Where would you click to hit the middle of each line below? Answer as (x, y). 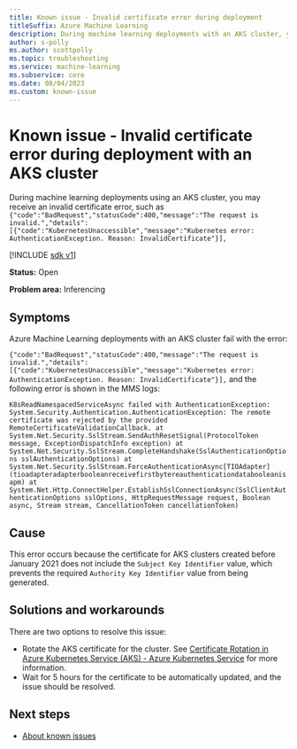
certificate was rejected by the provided (88, 421)
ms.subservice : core (47, 75)
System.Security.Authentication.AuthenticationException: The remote (140, 413)
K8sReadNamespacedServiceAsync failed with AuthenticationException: (140, 405)
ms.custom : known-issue (53, 91)
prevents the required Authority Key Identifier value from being (129, 573)
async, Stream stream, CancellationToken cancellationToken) (124, 506)
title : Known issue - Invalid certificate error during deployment (136, 17)
